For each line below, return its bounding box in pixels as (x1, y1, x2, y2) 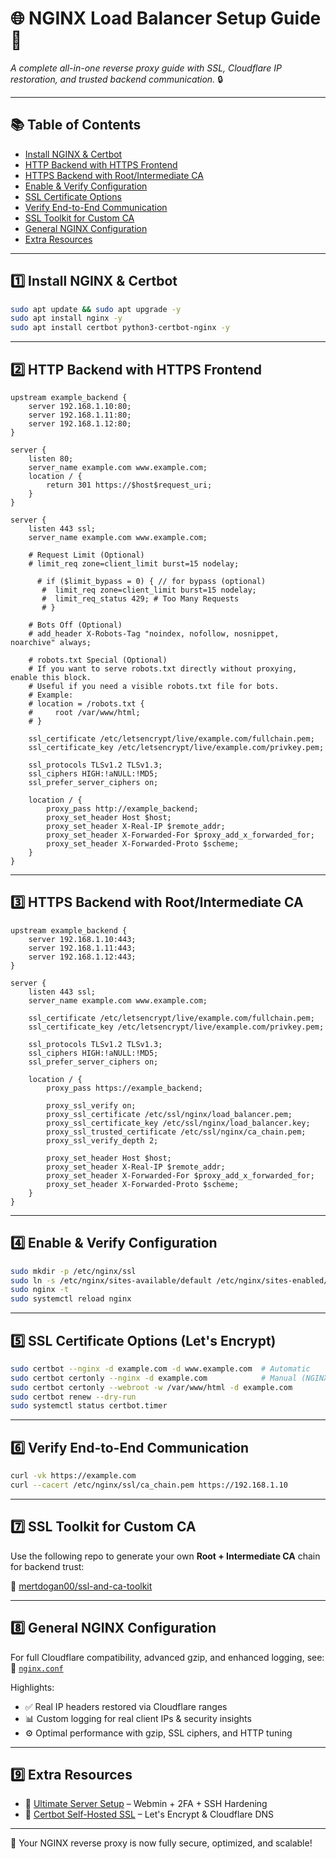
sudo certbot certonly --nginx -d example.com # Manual (10, 1373, 298, 1383)
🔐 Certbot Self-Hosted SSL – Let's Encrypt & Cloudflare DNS (24, 1808, 275, 1821)
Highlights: (10, 1681, 55, 1693)
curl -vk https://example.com (10, 1471, 137, 1481)
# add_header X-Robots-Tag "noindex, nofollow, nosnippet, (28, 629, 280, 639)
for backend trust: (10, 1560, 85, 1572)
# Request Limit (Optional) (28, 550, 145, 560)
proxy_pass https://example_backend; (46, 1083, 203, 1093)
